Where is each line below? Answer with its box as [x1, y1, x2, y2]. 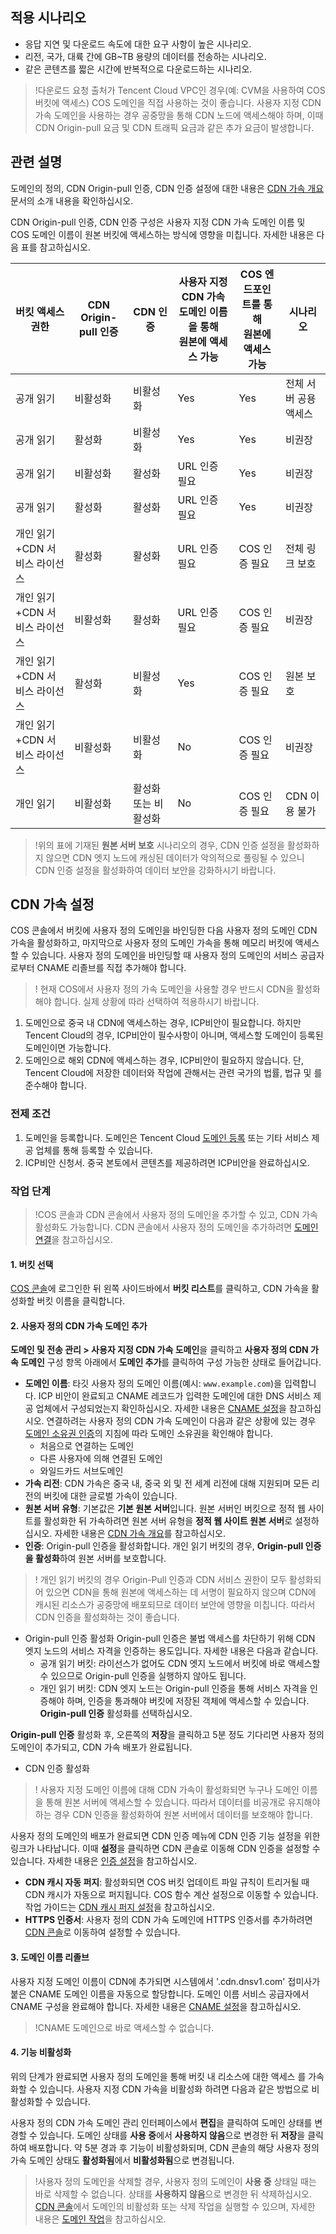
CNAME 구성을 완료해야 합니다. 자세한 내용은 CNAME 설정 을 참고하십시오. [10, 2000, 302, 2012]
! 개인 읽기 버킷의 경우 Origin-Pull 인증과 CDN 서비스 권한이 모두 [34, 1574, 287, 1586]
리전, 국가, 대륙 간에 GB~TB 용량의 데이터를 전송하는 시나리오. [24, 50, 267, 62]
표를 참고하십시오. [20, 241, 91, 253]
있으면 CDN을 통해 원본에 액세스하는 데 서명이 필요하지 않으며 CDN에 [45, 1586, 317, 1598]
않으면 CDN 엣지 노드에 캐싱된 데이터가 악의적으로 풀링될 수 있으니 [45, 851, 305, 863]
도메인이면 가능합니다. [24, 1042, 112, 1054]
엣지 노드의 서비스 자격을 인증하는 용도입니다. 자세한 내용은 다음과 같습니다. [24, 1645, 319, 1657]
